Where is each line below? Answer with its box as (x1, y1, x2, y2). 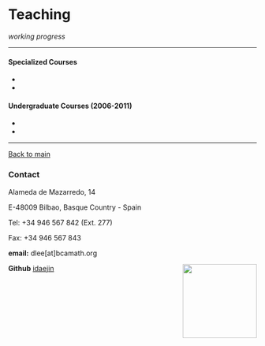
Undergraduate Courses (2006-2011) (8, 101, 132, 110)
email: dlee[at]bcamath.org (8, 248, 97, 258)
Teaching (8, 6, 71, 24)
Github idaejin (8, 263, 54, 273)
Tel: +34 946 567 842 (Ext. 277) (8, 218, 113, 227)
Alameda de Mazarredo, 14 (8, 187, 96, 196)
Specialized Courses (8, 57, 77, 66)
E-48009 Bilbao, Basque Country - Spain (8, 203, 142, 212)
